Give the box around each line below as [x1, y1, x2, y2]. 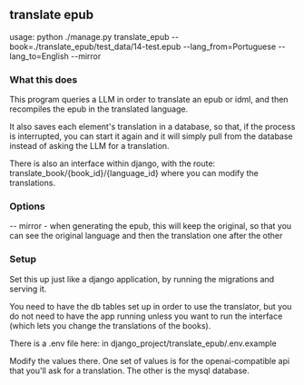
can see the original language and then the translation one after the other [9, 231, 283, 242]
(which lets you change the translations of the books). [9, 320, 211, 331]
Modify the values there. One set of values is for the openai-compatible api [9, 355, 290, 366]
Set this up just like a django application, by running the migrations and [9, 273, 275, 284]
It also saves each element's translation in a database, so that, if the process [9, 122, 296, 133]
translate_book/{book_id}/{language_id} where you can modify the [9, 168, 259, 179]
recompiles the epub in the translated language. [9, 104, 189, 114]
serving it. [9, 283, 47, 294]
